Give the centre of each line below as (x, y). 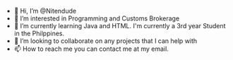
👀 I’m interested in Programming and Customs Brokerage (97, 18)
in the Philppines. (39, 33)
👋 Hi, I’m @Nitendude (45, 11)
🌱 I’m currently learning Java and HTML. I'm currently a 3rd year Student (120, 26)
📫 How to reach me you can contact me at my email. (91, 49)
